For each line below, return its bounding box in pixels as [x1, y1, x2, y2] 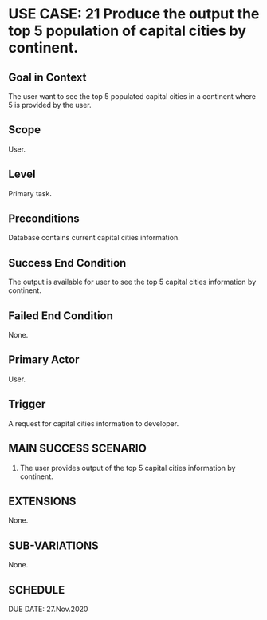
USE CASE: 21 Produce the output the [8, 5, 260, 23]
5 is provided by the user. [8, 101, 92, 109]
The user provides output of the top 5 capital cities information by [19, 463, 236, 472]
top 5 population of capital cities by [8, 22, 247, 40]
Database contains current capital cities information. [8, 233, 181, 243]
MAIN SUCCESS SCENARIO [8, 442, 147, 456]
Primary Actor [8, 353, 80, 367]
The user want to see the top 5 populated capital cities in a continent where [8, 92, 257, 101]
